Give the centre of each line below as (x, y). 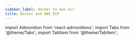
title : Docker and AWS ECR (32, 14)
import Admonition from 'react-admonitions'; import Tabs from (67, 27)
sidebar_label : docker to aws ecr (40, 9)
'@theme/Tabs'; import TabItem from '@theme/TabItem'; (61, 32)
